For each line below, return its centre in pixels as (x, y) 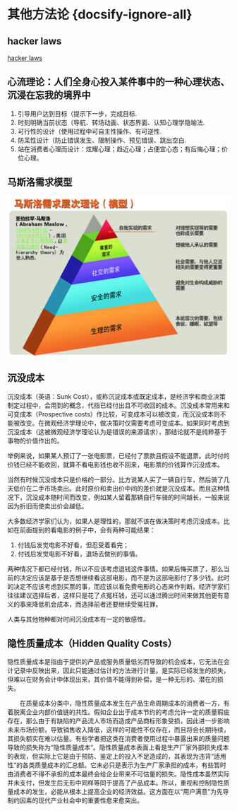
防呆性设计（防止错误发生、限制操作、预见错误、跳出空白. (102, 140)
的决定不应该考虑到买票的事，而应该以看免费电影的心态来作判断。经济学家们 (119, 586)
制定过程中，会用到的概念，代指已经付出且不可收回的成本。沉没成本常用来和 (119, 405)
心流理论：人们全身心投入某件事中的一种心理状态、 (119, 82)
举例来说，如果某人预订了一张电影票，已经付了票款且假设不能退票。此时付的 (119, 455)
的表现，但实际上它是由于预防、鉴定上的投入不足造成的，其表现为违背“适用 (117, 757)
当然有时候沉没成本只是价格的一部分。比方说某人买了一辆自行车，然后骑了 (115, 479)
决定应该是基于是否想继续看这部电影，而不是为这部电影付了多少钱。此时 (124, 578)
